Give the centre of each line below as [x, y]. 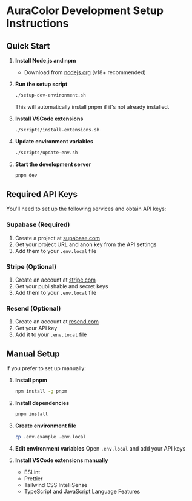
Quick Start [28, 46]
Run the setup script [41, 84]
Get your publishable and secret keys [61, 286]
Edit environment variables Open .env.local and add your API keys [100, 448]
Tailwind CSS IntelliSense [56, 485]
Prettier [33, 479]
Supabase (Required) [38, 224]
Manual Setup [33, 354]
